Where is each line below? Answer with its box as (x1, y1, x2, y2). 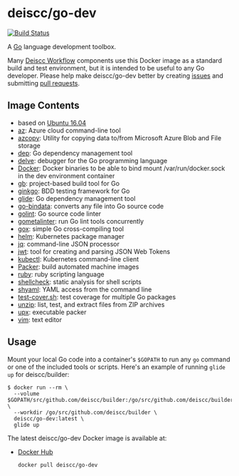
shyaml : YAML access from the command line (17, 285, 152, 294)
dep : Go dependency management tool (17, 148, 133, 157)
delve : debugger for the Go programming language (17, 156, 168, 165)
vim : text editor (17, 315, 63, 324)
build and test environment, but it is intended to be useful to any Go (7, 63, 205, 72)
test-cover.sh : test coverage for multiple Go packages (17, 292, 176, 301)
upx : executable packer (17, 308, 87, 316)
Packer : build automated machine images (17, 262, 139, 271)
